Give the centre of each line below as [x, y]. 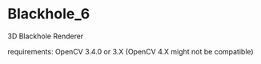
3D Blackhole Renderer [46, 36]
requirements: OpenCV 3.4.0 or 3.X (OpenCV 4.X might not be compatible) [130, 51]
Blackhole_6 [49, 14]
